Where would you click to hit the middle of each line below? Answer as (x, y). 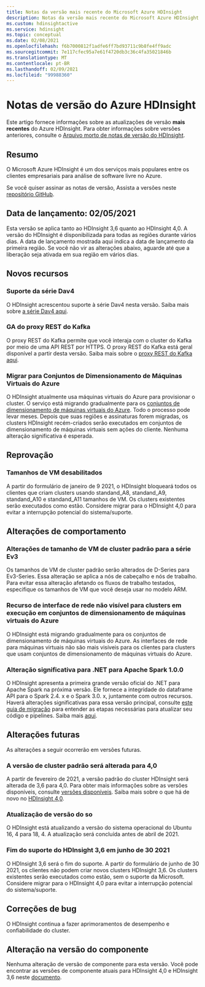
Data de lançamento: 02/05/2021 (71, 213)
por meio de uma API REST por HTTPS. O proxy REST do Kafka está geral (99, 347)
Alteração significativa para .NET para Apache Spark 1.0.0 (95, 670)
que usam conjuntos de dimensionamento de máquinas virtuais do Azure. (99, 654)
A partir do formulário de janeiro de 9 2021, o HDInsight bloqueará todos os (102, 486)
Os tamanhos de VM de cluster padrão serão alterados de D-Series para (98, 570)
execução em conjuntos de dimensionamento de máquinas (96, 613)
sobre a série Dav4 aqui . (37, 311)
